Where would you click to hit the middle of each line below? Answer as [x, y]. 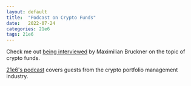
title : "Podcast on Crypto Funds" [51, 18]
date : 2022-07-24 [31, 23]
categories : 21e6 [28, 29]
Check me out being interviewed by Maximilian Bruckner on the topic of [96, 51]
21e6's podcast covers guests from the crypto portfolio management [92, 70]
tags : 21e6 [20, 35]
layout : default [27, 12]
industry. [17, 76]
